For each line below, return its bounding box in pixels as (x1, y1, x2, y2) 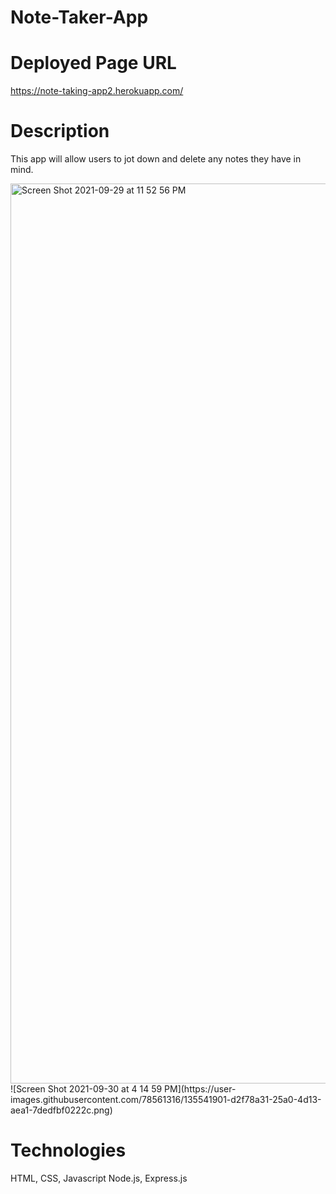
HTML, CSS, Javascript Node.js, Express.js (10, 1172, 188, 1184)
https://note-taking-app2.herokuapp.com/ (10, 85, 184, 97)
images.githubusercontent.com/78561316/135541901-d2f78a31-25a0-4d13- (10, 1094, 322, 1106)
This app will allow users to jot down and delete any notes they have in (10, 153, 302, 165)
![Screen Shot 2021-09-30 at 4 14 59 (10, 1083, 163, 1095)
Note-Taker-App (10, 6, 149, 29)
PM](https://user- (164, 1083, 237, 1095)
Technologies (10, 1139, 127, 1162)
